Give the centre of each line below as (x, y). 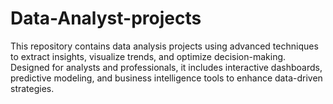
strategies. (32, 88)
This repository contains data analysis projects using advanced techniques (164, 46)
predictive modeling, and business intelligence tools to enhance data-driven (166, 78)
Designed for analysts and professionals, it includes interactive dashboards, (166, 67)
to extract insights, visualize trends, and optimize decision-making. (148, 56)
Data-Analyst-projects (106, 18)
